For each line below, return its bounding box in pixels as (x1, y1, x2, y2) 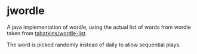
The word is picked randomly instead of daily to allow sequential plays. (7, 41, 181, 48)
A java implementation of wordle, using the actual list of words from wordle (7, 23, 192, 31)
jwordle (7, 4, 45, 18)
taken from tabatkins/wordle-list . (7, 29, 87, 36)
